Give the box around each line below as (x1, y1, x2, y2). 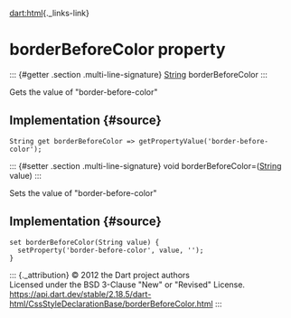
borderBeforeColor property (9, 40, 226, 60)
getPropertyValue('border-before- (138, 136, 269, 145)
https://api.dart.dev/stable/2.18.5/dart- (9, 288, 152, 299)
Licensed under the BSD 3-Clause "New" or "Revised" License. (9, 279, 246, 290)
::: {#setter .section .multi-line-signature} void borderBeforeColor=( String (9, 160, 282, 171)
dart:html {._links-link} (9, 8, 90, 18)
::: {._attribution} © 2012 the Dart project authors (9, 269, 190, 280)
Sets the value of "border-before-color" (9, 187, 157, 198)
